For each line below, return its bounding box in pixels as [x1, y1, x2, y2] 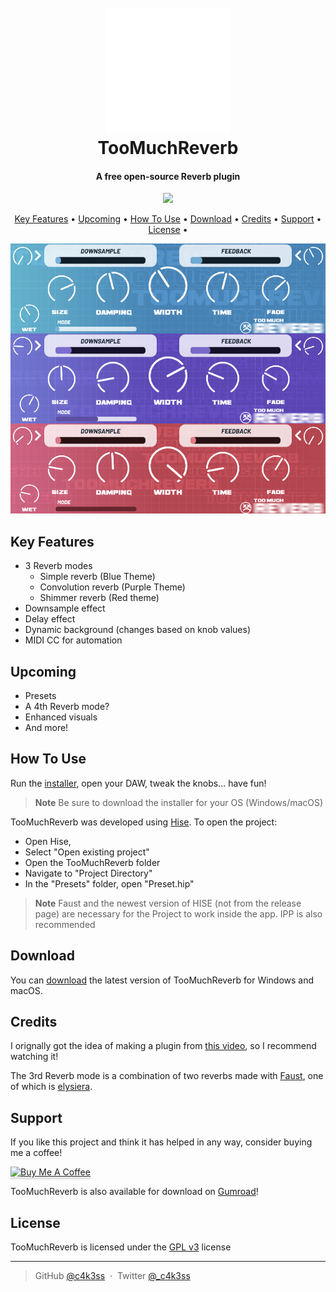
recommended [34, 918, 96, 930]
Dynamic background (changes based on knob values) [24, 624, 252, 636]
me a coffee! [10, 1147, 63, 1159]
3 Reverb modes [24, 560, 93, 572]
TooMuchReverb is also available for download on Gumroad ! [10, 1186, 259, 1198]
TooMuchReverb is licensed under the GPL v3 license [10, 1241, 232, 1253]
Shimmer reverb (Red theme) [39, 592, 160, 604]
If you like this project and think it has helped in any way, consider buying [10, 1136, 313, 1148]
